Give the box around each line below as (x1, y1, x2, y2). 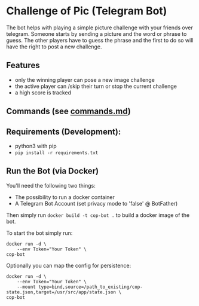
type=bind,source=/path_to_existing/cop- (38, 284, 143, 290)
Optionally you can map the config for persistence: (6, 262, 131, 269)
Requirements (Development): (6, 127, 121, 137)
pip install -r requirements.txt (14, 149, 99, 156)
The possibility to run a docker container (14, 193, 115, 201)
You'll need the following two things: (6, 182, 96, 189)
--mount (17, 284, 36, 290)
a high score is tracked (14, 88, 72, 96)
